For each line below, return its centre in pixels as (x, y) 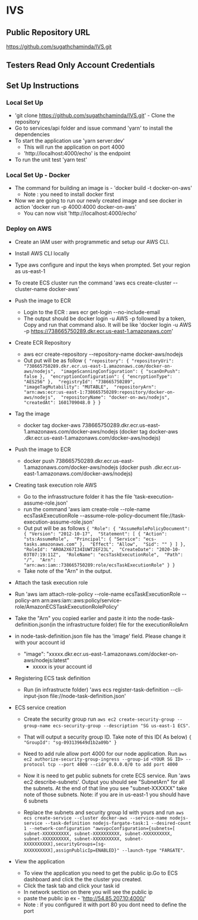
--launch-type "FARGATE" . (153, 850)
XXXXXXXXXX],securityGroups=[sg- (65, 844)
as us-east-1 (30, 271)
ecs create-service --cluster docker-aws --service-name (95, 818)
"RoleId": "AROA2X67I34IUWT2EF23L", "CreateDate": (89, 549)
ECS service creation (40, 707)
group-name (37, 726)
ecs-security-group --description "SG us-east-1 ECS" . (122, 725)
